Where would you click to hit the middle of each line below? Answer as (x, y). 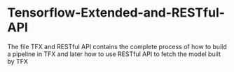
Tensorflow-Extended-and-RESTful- (116, 13)
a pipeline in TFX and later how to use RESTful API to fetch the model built (114, 54)
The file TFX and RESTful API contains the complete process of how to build (117, 46)
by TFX (18, 61)
